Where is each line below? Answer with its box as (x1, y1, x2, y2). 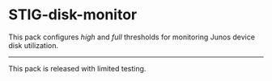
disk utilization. (8, 40, 59, 50)
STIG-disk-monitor (8, 6, 138, 24)
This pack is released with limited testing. (8, 63, 147, 73)
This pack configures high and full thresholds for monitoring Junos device (8, 32, 255, 42)
